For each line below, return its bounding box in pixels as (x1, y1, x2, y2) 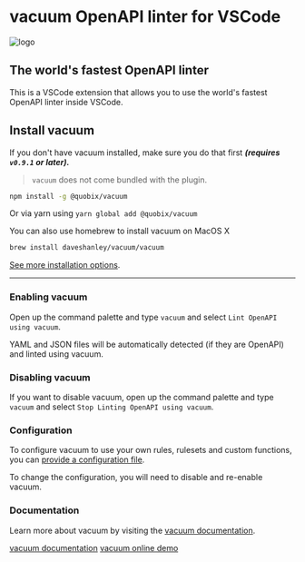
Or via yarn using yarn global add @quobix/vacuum (9, 208, 198, 219)
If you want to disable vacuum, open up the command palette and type (9, 391, 274, 402)
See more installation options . (9, 260, 121, 271)
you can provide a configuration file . (9, 454, 145, 465)
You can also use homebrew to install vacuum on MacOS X (9, 225, 230, 237)
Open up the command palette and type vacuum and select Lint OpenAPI (9, 311, 278, 322)
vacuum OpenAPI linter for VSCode (9, 6, 281, 27)
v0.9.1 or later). (9, 156, 70, 167)
